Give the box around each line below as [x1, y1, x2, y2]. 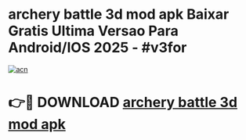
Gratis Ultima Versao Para [8, 22, 179, 40]
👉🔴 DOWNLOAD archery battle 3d [8, 94, 237, 111]
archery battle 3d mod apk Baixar [8, 5, 230, 23]
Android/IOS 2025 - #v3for [8, 39, 187, 56]
